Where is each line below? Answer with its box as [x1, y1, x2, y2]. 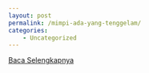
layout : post [8, 11, 52, 20]
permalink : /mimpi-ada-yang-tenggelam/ [8, 19, 142, 27]
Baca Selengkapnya [8, 56, 74, 65]
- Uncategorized [22, 33, 78, 42]
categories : [8, 26, 48, 34]
